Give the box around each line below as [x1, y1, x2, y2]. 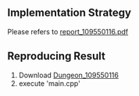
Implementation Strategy [7, 6, 132, 20]
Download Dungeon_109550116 [18, 70, 119, 80]
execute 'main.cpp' [18, 78, 81, 88]
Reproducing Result [7, 50, 106, 63]
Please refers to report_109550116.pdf [7, 27, 129, 36]
